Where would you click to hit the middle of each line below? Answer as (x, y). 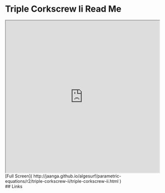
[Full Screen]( (19, 176)
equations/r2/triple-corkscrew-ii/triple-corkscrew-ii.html (62, 181)
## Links (14, 186)
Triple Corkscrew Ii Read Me (63, 9)
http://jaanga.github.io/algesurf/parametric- (77, 176)
